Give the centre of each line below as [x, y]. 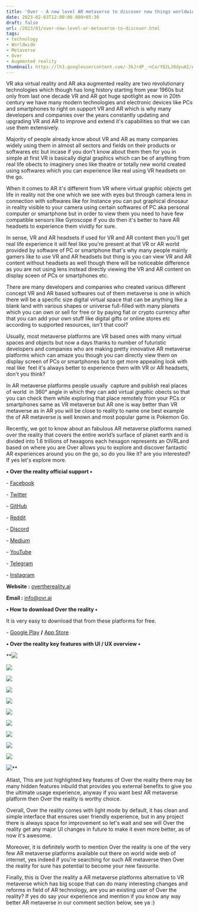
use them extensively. [33, 127]
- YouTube [19, 552]
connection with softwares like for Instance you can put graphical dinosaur [97, 201]
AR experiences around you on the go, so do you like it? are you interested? [98, 454]
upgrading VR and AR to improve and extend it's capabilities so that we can [98, 122]
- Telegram [20, 563]
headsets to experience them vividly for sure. [61, 227]
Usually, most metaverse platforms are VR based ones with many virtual [94, 336]
